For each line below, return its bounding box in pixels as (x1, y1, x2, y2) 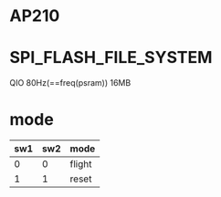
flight (69, 158, 92, 171)
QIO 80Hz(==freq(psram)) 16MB (9, 78, 132, 88)
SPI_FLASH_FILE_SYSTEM (9, 47, 213, 68)
